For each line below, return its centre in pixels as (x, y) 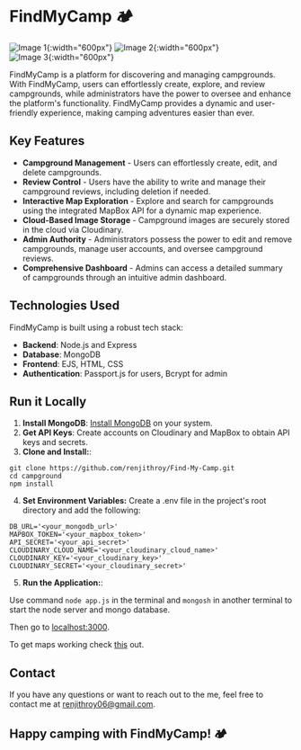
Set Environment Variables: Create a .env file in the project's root (144, 501)
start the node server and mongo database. (90, 610)
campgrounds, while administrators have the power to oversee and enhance (150, 94)
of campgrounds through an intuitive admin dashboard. (124, 277)
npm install (31, 484)
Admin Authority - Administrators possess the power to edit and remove (157, 239)
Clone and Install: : (57, 452)
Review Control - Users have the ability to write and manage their (144, 182)
